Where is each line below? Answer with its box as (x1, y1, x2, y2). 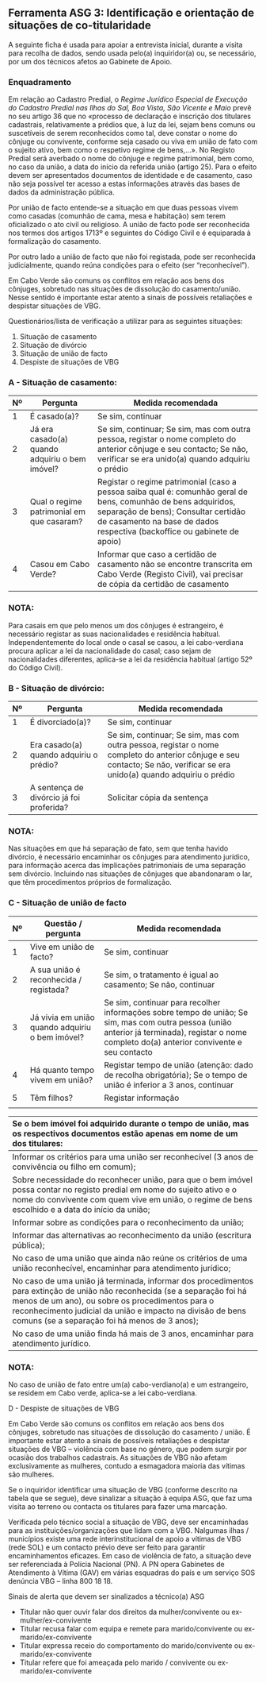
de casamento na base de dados (97, 516, 219, 527)
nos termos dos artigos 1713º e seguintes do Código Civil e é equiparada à (8, 228, 251, 237)
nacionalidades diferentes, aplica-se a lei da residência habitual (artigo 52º (8, 654, 253, 664)
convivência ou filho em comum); (12, 1161, 136, 1172)
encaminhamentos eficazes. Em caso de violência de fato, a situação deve (8, 1550, 252, 1560)
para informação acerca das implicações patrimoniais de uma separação (8, 861, 246, 870)
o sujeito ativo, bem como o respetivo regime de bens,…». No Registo (8, 145, 235, 155)
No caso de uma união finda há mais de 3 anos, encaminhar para (12, 1328, 254, 1339)
